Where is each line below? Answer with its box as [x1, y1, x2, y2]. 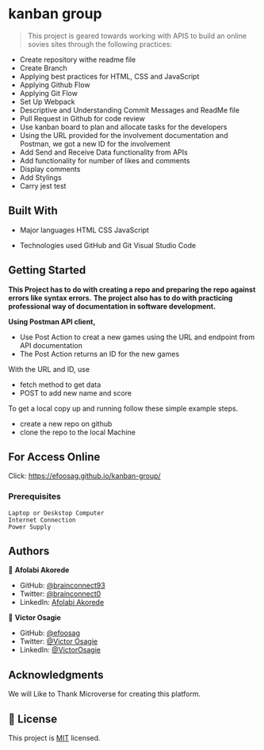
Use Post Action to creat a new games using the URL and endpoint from [19, 332, 255, 342]
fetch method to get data [19, 380, 101, 389]
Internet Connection [8, 516, 77, 524]
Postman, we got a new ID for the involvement [19, 139, 170, 148]
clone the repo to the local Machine [19, 427, 136, 437]
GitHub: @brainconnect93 [19, 580, 105, 591]
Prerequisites [8, 491, 61, 502]
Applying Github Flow [19, 80, 90, 90]
